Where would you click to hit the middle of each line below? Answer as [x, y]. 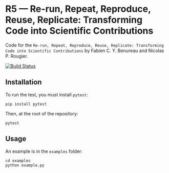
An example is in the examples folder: [44, 151]
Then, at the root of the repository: [42, 113]
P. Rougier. [17, 56]
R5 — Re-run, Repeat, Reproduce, [78, 9]
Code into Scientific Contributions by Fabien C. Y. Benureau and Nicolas [85, 50]
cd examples [18, 161]
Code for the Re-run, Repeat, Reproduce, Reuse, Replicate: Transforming [84, 45]
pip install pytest [26, 104]
